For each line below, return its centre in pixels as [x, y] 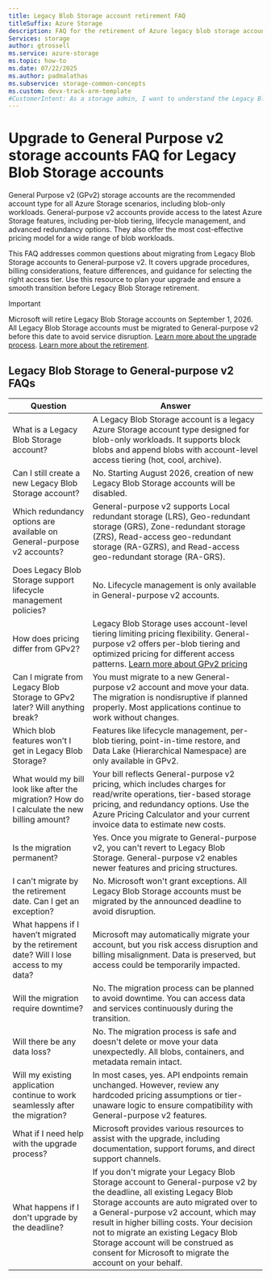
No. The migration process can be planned [173, 988]
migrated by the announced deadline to [167, 901]
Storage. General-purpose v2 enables [165, 858]
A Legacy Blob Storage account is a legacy [174, 419]
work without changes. [135, 717]
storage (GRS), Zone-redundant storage [169, 526]
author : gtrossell [39, 46]
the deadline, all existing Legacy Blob [163, 1192]
